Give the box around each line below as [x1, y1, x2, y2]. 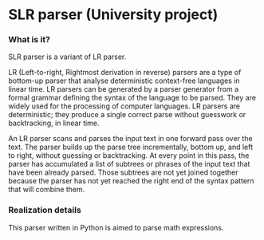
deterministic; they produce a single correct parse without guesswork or [8, 110, 246, 120]
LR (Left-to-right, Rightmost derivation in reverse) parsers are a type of [8, 68, 242, 77]
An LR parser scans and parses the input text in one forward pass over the [8, 134, 253, 144]
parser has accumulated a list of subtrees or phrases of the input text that [8, 159, 250, 169]
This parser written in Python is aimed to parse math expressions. [8, 222, 224, 232]
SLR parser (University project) [8, 6, 219, 24]
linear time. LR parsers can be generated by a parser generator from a [8, 85, 239, 94]
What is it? [8, 34, 50, 45]
